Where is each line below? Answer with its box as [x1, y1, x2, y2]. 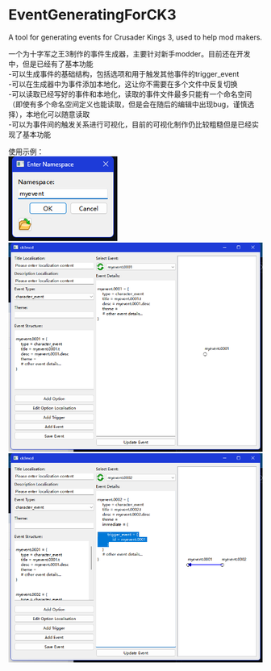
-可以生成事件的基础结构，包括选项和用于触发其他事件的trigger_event [8, 69, 240, 78]
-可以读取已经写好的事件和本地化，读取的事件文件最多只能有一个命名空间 [8, 89, 252, 98]
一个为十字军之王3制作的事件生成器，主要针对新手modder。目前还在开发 [8, 48, 251, 58]
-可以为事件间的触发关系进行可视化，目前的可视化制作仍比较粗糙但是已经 [8, 119, 252, 129]
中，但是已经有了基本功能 [8, 59, 94, 69]
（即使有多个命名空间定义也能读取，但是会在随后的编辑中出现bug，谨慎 [8, 99, 248, 109]
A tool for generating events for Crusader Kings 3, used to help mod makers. [8, 32, 263, 42]
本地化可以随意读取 [25, 109, 90, 119]
